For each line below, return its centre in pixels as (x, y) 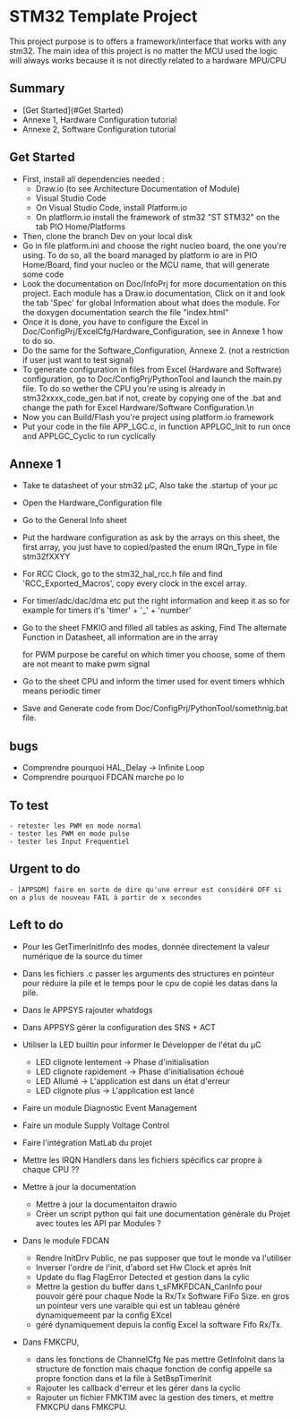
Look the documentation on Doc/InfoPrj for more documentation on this (154, 283)
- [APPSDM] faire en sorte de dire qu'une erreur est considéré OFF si (146, 890)
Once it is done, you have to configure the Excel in (115, 322)
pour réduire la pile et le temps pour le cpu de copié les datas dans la (150, 983)
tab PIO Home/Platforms (80, 227)
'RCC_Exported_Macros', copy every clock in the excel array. (135, 583)
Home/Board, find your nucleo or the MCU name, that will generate (146, 264)
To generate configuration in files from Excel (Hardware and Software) (152, 369)
